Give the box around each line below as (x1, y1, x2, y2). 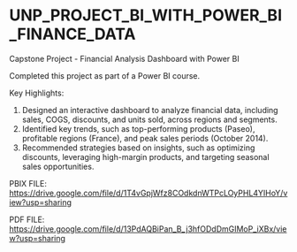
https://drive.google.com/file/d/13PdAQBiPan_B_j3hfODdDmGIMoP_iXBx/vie (9, 223, 287, 234)
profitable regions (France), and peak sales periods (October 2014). (21, 133, 269, 143)
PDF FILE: (9, 214, 45, 225)
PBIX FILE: (9, 178, 47, 188)
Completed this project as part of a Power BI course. (9, 70, 201, 80)
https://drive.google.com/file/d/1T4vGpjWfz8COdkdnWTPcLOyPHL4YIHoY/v (9, 187, 288, 198)
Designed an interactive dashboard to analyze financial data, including (21, 104, 278, 115)
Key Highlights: (9, 88, 65, 98)
